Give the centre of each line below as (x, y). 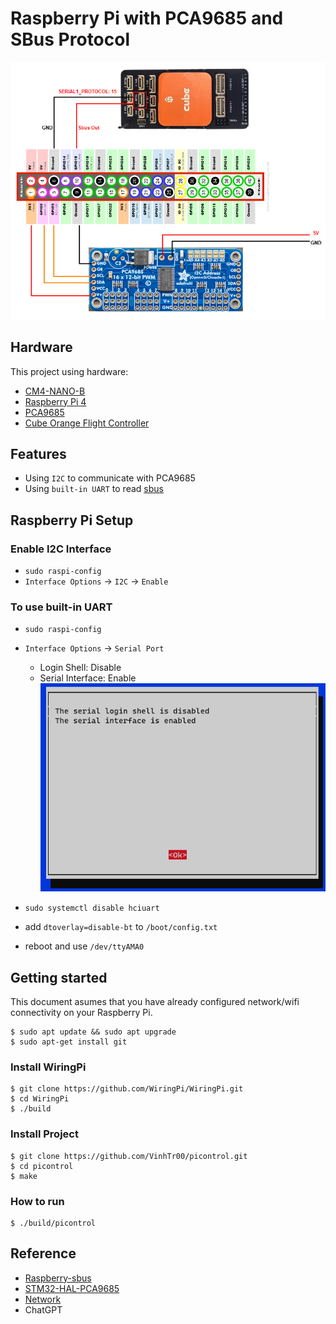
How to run (37, 1201)
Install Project (44, 1134)
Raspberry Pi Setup (72, 520)
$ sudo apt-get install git (69, 1042)
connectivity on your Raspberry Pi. (81, 1013)
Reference (43, 1253)
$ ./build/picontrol (53, 1223)
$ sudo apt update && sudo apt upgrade (93, 1032)
